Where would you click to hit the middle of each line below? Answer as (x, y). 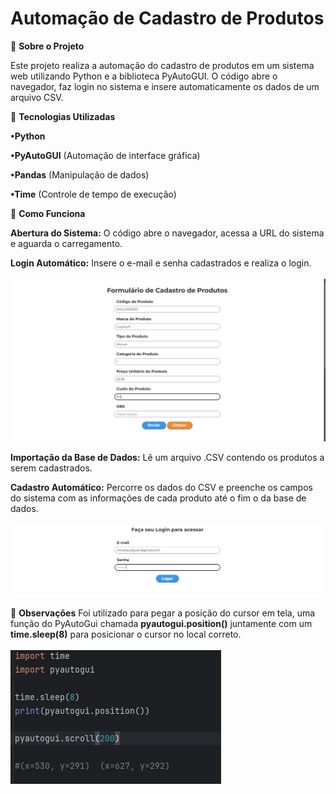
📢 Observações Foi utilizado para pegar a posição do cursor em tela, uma (163, 613)
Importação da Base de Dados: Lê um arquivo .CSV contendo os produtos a (167, 457)
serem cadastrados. (51, 468)
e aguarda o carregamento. (66, 243)
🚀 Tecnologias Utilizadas (63, 116)
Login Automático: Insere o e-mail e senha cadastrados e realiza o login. (161, 263)
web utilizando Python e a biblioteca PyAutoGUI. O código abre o (144, 76)
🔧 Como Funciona (48, 213)
